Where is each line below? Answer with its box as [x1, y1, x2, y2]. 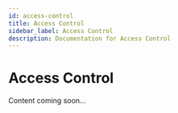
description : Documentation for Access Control [8, 34, 172, 43]
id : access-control [8, 11, 74, 20]
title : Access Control [8, 19, 85, 27]
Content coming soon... [8, 96, 86, 106]
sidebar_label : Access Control [8, 27, 114, 35]
